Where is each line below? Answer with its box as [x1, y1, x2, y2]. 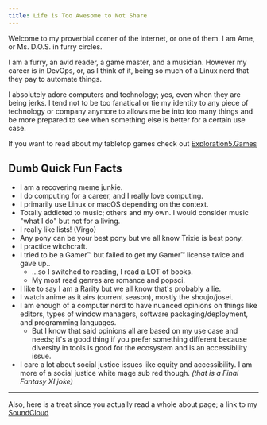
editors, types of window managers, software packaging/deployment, [19, 309, 249, 319]
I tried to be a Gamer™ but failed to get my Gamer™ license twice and [19, 250, 245, 260]
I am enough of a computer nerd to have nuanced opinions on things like [19, 301, 258, 311]
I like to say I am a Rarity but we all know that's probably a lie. [19, 284, 221, 294]
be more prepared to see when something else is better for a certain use [8, 114, 246, 124]
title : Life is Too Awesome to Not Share [8, 11, 148, 20]
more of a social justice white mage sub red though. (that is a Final [19, 369, 239, 378]
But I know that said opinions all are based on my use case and [31, 326, 238, 336]
